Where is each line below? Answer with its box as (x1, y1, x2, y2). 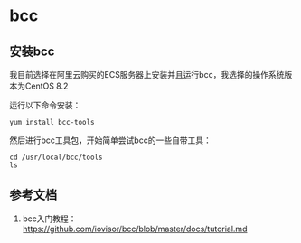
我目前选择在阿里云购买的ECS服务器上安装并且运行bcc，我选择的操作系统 (9, 70, 285, 79)
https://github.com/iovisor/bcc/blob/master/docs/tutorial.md (22, 223, 248, 234)
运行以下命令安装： (9, 100, 81, 110)
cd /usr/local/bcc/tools (9, 153, 103, 162)
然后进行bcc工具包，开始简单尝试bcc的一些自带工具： (9, 135, 212, 145)
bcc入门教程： (22, 213, 77, 224)
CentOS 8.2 (24, 80, 69, 91)
